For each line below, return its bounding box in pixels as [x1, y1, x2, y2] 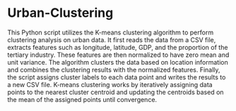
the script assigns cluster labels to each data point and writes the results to [7, 72, 226, 81]
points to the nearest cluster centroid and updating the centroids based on [7, 88, 224, 96]
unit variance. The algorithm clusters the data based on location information [7, 58, 228, 66]
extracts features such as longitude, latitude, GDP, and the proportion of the [7, 43, 228, 51]
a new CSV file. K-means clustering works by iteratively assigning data [7, 80, 213, 89]
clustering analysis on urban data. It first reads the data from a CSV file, [7, 35, 216, 44]
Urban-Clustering [7, 5, 114, 21]
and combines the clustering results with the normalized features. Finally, [7, 65, 220, 74]
